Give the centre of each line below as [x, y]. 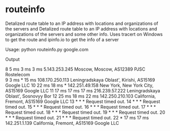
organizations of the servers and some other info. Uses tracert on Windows [84, 34]
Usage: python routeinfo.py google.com [47, 49]
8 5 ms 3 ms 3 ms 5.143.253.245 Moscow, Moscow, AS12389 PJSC [75, 69]
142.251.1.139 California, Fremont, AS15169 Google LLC [62, 123]
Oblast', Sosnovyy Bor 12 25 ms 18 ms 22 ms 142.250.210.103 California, [81, 96]
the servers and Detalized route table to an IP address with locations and [81, 28]
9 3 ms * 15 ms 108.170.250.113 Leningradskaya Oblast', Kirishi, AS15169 [80, 80]
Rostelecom [18, 74]
